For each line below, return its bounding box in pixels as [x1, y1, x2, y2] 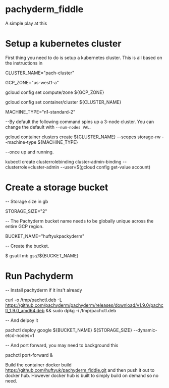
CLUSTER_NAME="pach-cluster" [5, 70, 75, 76]
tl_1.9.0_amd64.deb [5, 307, 45, 313]
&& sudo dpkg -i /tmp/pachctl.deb [45, 307, 117, 313]
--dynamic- [133, 327, 157, 333]
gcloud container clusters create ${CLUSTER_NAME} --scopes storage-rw [5, 134, 161, 140]
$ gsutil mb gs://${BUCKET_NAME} [5, 252, 79, 258]
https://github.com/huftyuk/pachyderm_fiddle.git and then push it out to [5, 367, 155, 373]
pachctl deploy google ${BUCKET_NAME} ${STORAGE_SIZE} [5, 327, 133, 333]
